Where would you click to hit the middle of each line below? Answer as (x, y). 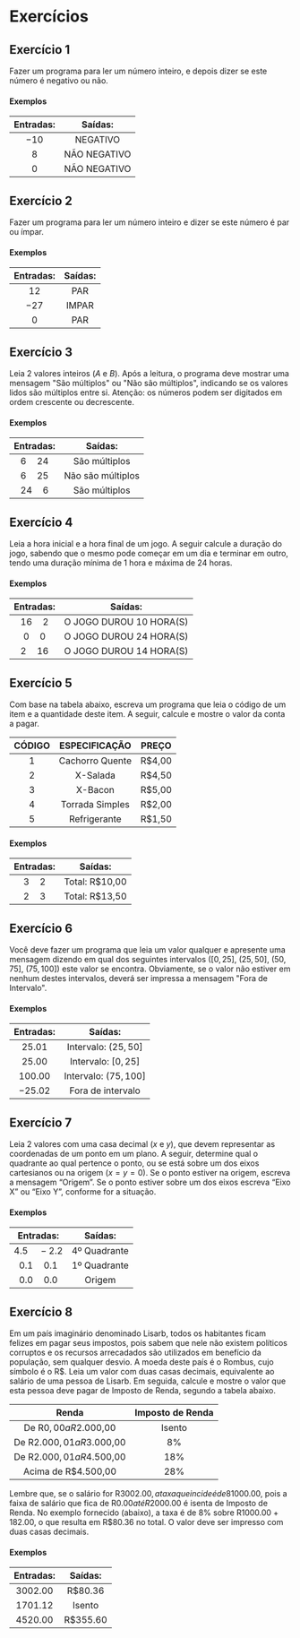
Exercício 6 (41, 928)
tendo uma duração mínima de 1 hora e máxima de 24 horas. (121, 563)
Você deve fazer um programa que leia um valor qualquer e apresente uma (148, 950)
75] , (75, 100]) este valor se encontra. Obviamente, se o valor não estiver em (150, 969)
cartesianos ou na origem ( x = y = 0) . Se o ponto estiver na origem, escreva (150, 1173)
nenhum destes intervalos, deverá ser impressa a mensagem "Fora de (139, 978)
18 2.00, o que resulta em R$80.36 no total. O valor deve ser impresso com (146, 1522)
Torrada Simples (95, 805)
